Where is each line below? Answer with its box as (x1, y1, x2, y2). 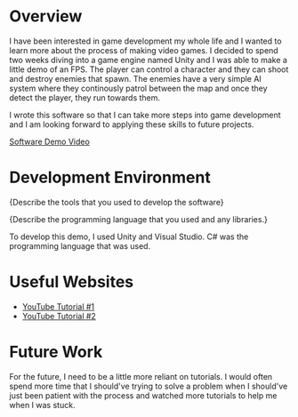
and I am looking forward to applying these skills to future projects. (9, 118, 254, 130)
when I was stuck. (9, 399, 76, 410)
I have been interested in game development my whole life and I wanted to (9, 36, 282, 46)
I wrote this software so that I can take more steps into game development (9, 109, 282, 120)
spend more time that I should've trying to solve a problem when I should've (9, 381, 288, 391)
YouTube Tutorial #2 (21, 310, 96, 321)
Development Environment (9, 167, 211, 188)
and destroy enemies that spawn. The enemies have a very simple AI (9, 73, 262, 84)
